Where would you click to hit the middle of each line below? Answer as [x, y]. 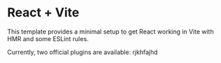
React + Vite [43, 13]
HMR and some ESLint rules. [48, 38]
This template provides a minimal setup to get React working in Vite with [110, 32]
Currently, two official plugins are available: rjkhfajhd [83, 52]
